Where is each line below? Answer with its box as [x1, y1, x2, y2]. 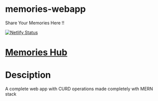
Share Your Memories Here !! [5, 20, 65, 26]
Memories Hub [5, 47, 68, 58]
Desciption [5, 69, 51, 81]
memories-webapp [5, 3, 86, 15]
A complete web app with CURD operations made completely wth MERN [5, 86, 153, 92]
